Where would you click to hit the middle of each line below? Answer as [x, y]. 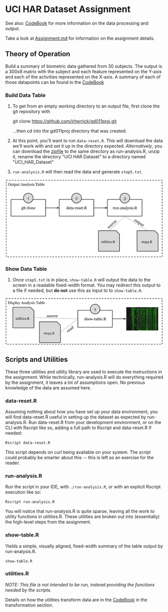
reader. [13, 463]
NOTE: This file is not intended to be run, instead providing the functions [80, 584]
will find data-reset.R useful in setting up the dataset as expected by [76, 417]
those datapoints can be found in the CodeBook [55, 82]
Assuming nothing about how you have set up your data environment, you [81, 412]
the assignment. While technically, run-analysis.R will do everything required [84, 377]
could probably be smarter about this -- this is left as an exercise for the [79, 457]
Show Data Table [26, 269]
